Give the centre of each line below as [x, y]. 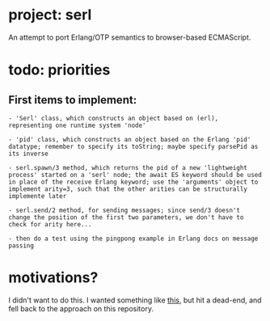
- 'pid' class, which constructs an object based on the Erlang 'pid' [130, 139]
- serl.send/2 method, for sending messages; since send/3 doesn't [124, 210]
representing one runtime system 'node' [78, 125]
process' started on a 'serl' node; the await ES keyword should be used [135, 175]
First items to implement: [73, 100]
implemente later [38, 196]
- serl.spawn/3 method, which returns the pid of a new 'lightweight [128, 167]
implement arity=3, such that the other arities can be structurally [128, 189]
